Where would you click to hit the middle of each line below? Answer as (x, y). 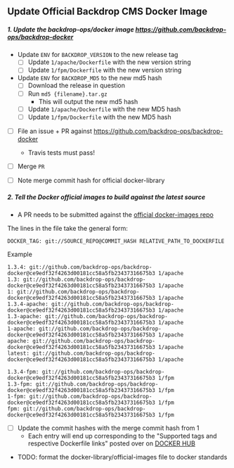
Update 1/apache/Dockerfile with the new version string (109, 62)
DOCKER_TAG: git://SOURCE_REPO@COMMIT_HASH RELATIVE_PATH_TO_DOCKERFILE (116, 241)
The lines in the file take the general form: (68, 228)
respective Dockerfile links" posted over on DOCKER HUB (111, 443)
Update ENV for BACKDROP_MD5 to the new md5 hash (90, 78)
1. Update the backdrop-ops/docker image (71, 29)
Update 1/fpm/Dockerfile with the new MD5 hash (100, 117)
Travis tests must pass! (61, 152)
